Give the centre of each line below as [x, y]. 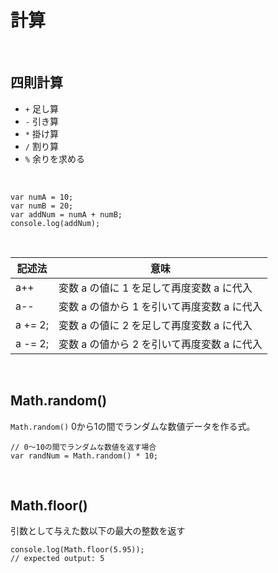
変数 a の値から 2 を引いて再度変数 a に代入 [160, 344]
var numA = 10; [42, 197]
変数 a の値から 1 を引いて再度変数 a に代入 [160, 306]
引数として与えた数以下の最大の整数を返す [98, 531]
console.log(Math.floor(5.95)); [77, 550]
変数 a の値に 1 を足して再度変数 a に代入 [155, 288]
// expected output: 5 [57, 559]
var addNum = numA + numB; [66, 214]
